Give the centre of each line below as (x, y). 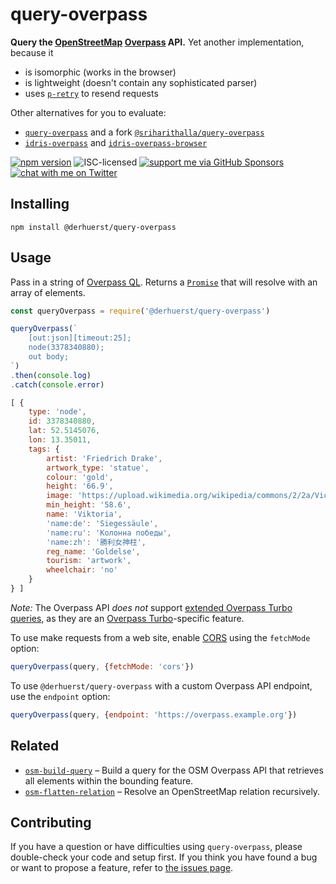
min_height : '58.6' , (89, 505)
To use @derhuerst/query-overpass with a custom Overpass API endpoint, (161, 685)
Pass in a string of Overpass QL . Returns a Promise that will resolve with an (164, 282)
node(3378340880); (66, 348)
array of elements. (48, 292)
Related (35, 746)
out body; (49, 357)
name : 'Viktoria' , (84, 514)
